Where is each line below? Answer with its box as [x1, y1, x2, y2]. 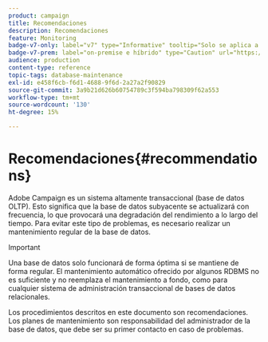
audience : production [8, 57, 81, 65]
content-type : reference [8, 64, 91, 72]
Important [8, 242, 41, 252]
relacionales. [8, 292, 50, 301]
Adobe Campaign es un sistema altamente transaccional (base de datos [8, 193, 245, 202]
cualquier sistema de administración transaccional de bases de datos [8, 283, 236, 292]
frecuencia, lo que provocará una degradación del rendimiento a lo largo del [8, 209, 258, 220]
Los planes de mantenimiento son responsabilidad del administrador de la [8, 316, 251, 325]
